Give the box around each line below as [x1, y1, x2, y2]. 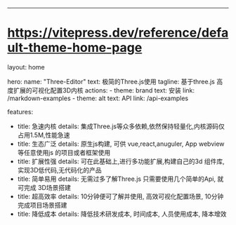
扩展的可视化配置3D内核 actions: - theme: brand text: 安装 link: [13, 86, 195, 95]
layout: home [7, 62, 45, 71]
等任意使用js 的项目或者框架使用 [17, 148, 111, 156]
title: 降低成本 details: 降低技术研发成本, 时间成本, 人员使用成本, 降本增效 [17, 210, 227, 218]
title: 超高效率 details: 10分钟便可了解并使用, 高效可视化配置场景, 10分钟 [17, 192, 224, 200]
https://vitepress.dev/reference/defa [7, 25, 229, 41]
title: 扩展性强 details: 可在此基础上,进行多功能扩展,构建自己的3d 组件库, [17, 157, 225, 165]
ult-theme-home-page [7, 40, 143, 56]
